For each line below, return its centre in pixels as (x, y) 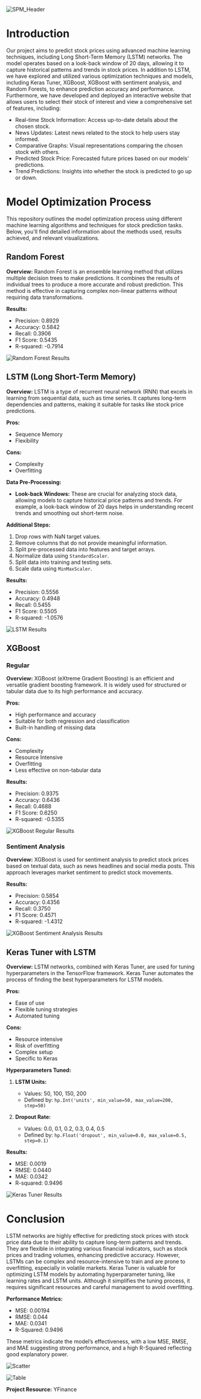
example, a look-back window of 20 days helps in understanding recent (104, 507)
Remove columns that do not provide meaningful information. (91, 543)
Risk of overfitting (37, 1046)
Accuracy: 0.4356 (37, 902)
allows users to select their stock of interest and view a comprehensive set (99, 101)
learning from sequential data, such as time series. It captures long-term (96, 398)
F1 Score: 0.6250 (36, 813)
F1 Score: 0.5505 (36, 611)
